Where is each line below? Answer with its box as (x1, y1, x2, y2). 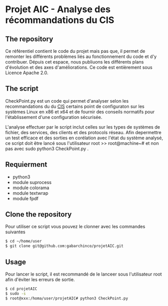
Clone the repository (5, 210, 72, 219)
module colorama (12, 185, 50, 191)
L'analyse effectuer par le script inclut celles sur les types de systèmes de (5, 124, 160, 130)
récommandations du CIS (5, 14, 115, 26)
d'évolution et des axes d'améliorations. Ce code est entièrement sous (5, 65, 153, 70)
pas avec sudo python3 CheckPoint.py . (5, 145, 89, 151)
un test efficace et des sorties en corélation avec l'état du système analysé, (5, 135, 163, 141)
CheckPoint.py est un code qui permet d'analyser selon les (5, 98, 129, 104)
